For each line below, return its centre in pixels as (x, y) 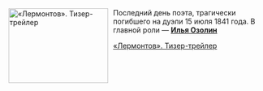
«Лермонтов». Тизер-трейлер (165, 45)
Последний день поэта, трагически (175, 13)
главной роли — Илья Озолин (166, 30)
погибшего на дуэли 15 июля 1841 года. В (184, 21)
